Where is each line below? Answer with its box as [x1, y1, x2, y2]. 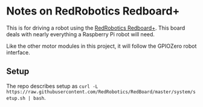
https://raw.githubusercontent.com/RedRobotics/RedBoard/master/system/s [6, 89, 196, 95]
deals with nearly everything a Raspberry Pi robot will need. [6, 30, 155, 37]
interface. [6, 48, 30, 56]
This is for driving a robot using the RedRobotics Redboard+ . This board [6, 24, 185, 31]
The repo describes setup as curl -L [6, 82, 98, 89]
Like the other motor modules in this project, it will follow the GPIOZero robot [6, 42, 197, 50]
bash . [33, 94, 47, 101]
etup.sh [6, 95, 26, 101]
